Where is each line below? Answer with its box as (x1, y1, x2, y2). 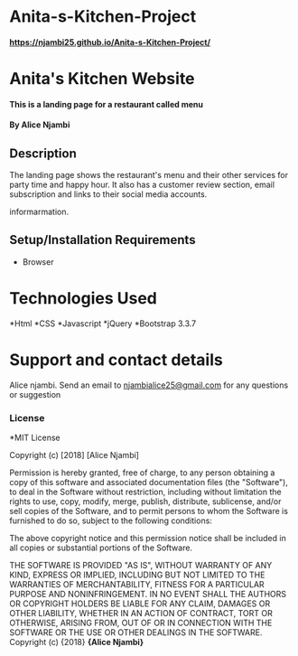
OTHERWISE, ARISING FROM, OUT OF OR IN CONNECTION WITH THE (9, 617, 273, 628)
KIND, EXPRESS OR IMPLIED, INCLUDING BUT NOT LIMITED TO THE (9, 569, 265, 580)
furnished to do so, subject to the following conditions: (9, 515, 212, 526)
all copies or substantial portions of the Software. (9, 542, 192, 553)
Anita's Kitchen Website (9, 68, 196, 89)
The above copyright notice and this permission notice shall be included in (9, 532, 286, 543)
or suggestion (9, 389, 61, 399)
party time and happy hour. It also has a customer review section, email (9, 179, 275, 190)
